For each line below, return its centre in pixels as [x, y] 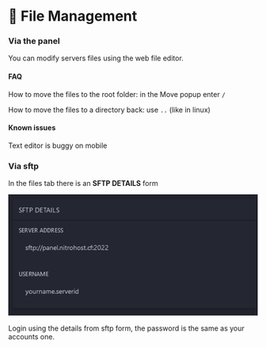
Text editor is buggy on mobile [58, 145]
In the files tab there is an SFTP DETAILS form [83, 184]
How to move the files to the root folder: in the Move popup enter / [117, 94]
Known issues [32, 128]
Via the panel [34, 41]
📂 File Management [73, 16]
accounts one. [32, 337]
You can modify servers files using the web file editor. [96, 58]
